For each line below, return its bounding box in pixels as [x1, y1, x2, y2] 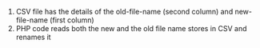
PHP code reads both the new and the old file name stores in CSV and [15, 24, 247, 33]
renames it [15, 32, 51, 42]
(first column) [49, 15, 94, 25]
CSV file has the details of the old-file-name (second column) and [15, 7, 234, 16]
